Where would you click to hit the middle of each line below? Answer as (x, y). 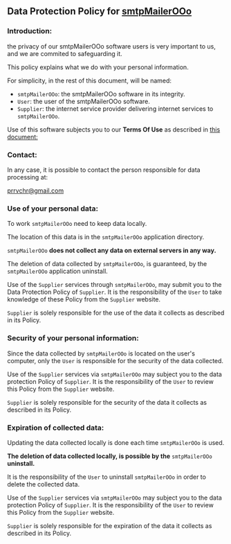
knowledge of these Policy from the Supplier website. (84, 299)
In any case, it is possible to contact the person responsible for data (104, 170)
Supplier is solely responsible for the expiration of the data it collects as (110, 525)
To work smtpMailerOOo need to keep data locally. (77, 224)
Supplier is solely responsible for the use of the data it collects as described (116, 313)
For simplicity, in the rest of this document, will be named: (89, 80)
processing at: (28, 177)
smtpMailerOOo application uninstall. (58, 271)
